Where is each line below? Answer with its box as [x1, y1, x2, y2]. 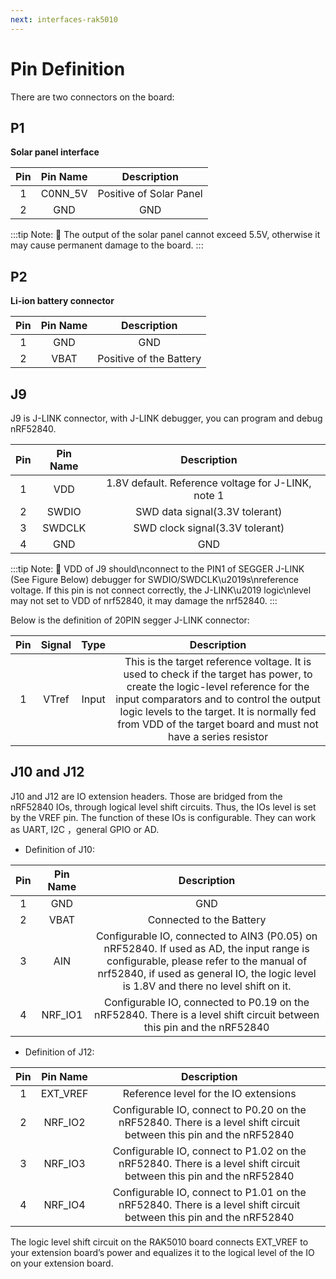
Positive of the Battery [97, 352, 202, 366]
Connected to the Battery [147, 912, 267, 926]
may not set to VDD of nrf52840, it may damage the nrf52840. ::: [10, 595, 278, 606]
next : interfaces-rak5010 [10, 14, 118, 25]
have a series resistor [167, 730, 269, 743]
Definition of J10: [24, 843, 95, 855]
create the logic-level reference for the [126, 680, 310, 693]
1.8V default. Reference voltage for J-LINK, [106, 476, 312, 490]
